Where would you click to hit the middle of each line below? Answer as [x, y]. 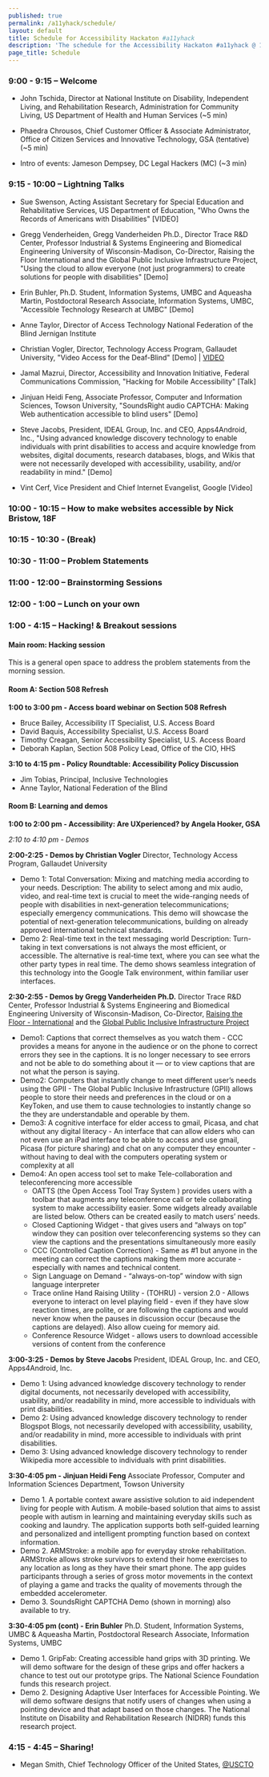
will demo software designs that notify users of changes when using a [136, 1701]
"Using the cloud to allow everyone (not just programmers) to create [132, 268]
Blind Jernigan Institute [58, 333]
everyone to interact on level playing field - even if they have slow [141, 1301]
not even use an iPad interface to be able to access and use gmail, [129, 1140]
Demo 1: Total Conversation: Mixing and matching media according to [134, 878]
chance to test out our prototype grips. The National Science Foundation [139, 1675]
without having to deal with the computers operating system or [123, 1156]
